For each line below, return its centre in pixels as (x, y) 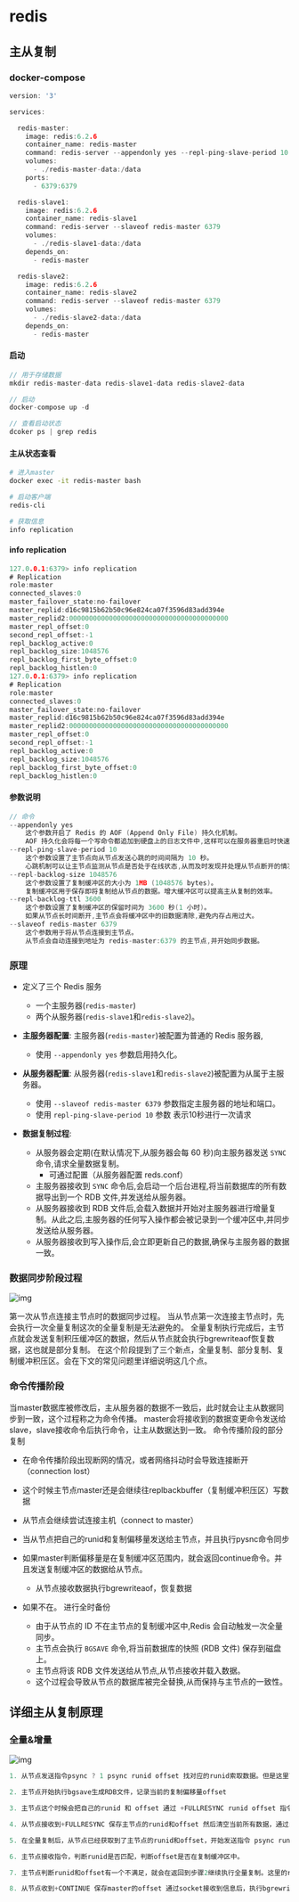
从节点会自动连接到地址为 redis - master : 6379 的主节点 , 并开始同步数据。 (145, 941)
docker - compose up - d (49, 407)
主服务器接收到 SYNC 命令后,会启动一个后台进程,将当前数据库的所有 (157, 1185)
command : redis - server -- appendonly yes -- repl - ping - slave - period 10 (157, 153)
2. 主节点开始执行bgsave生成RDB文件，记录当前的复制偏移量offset (118, 1792)
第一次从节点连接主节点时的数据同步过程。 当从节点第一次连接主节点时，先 (147, 1316)
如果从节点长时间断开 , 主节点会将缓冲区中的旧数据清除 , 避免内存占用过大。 (142, 916)
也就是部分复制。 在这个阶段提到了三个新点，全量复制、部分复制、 (154, 1350)
